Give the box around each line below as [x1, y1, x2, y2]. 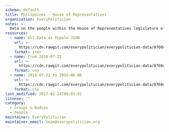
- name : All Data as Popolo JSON [10, 36, 80, 41]
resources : [5, 31, 28, 36]
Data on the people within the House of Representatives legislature [10, 26, 158, 31]
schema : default [5, 7, 39, 13]
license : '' [5, 96, 30, 101]
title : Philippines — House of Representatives [5, 12, 107, 17]
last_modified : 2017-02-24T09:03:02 [5, 91, 82, 96]
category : [5, 101, 26, 106]
